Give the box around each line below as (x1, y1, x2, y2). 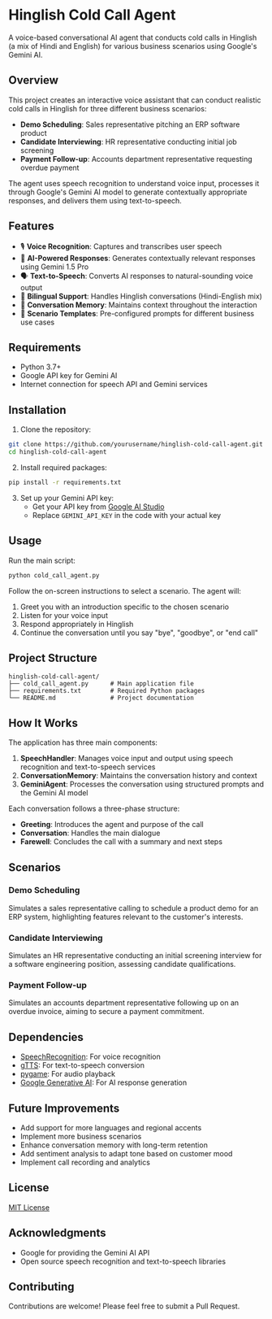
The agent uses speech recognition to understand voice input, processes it (8, 178, 260, 188)
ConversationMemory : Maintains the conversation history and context (19, 771, 257, 781)
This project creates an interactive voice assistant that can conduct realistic (8, 95, 261, 105)
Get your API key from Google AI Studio (32, 502, 165, 511)
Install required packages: (19, 462, 107, 472)
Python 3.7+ (19, 362, 62, 372)
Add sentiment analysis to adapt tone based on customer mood (19, 1149, 233, 1159)
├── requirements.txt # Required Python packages (8, 687, 205, 695)
